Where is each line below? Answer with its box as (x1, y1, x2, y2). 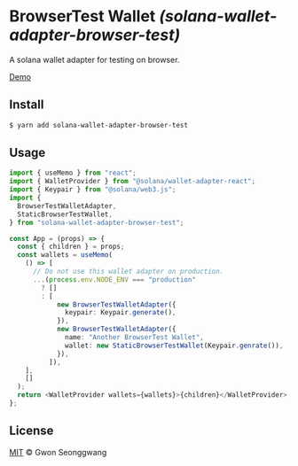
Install (9, 97, 44, 113)
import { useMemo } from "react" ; (9, 168, 137, 178)
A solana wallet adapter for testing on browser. (9, 54, 180, 65)
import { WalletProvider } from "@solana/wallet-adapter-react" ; (9, 177, 255, 186)
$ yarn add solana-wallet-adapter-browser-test (9, 120, 189, 129)
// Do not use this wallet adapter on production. (32, 268, 224, 276)
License (9, 423, 54, 439)
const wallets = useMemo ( (17, 251, 114, 260)
